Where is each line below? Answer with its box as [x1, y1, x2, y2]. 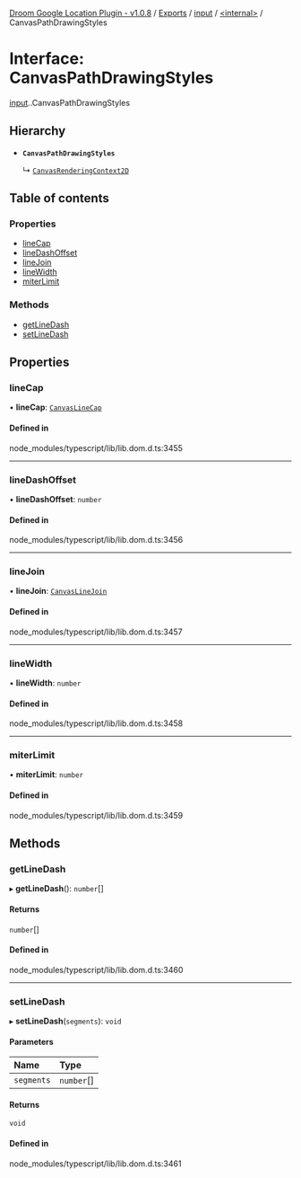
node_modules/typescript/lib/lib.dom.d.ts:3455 [9, 442, 184, 453]
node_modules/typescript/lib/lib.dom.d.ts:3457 [9, 626, 184, 637]
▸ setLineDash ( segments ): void [9, 1015, 122, 1027]
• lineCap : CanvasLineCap [9, 402, 102, 412]
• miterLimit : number [9, 769, 83, 780]
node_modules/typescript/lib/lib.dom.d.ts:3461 [9, 1158, 182, 1169]
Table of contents [9, 190, 109, 206]
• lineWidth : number [9, 678, 82, 688]
